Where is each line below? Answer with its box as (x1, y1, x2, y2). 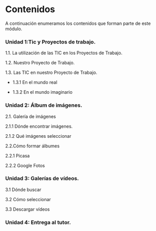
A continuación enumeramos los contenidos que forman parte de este (5, 20, 151, 26)
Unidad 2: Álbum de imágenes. (5, 102, 82, 109)
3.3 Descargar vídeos (5, 206, 50, 212)
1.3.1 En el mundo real (12, 80, 58, 86)
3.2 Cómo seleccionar (5, 196, 51, 202)
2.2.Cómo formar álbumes (5, 143, 60, 149)
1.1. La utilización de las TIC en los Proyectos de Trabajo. (5, 50, 123, 56)
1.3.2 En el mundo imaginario (12, 89, 73, 95)
